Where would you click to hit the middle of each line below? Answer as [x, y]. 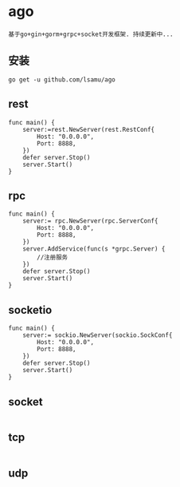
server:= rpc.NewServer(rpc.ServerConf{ [90, 221]
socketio [30, 310]
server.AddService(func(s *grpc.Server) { [94, 249]
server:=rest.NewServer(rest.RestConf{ [89, 129]
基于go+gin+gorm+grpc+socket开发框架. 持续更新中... [91, 34]
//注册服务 [53, 258]
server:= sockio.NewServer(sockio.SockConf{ [98, 335]
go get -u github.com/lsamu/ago [62, 79]
